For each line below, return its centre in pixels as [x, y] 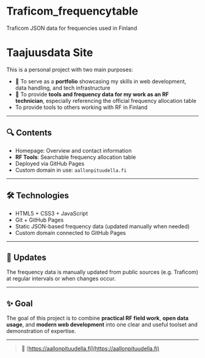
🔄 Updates [27, 257]
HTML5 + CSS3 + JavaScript [52, 213]
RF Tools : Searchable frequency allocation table [75, 157]
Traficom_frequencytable [72, 11]
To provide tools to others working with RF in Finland [81, 107]
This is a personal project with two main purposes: [70, 69]
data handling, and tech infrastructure [63, 88]
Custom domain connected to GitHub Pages [70, 233]
